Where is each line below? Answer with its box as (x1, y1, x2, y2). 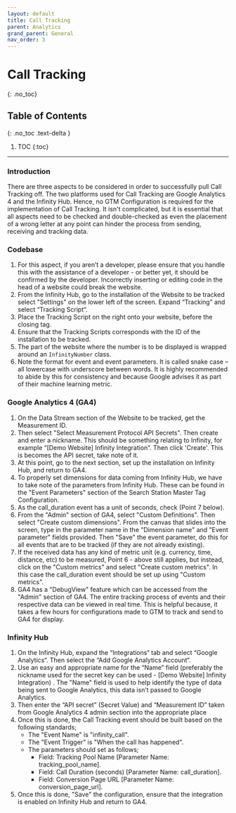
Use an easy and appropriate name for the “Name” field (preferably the (17, 663, 223, 672)
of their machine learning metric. (17, 380, 112, 388)
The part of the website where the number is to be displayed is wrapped (17, 343, 227, 351)
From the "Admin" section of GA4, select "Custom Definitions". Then (17, 510, 216, 519)
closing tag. (17, 320, 52, 329)
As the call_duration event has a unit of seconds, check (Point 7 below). (17, 503, 225, 511)
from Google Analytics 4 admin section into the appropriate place (17, 708, 207, 717)
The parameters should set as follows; (27, 746, 139, 754)
